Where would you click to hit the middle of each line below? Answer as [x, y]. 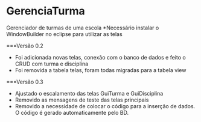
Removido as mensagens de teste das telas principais [82, 100]
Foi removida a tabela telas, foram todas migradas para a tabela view [101, 70]
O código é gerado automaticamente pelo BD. [72, 112]
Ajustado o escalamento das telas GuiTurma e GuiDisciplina [89, 93]
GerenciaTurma [46, 11]
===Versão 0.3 [25, 82]
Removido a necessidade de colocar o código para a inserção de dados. [105, 106]
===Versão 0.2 [25, 46]
